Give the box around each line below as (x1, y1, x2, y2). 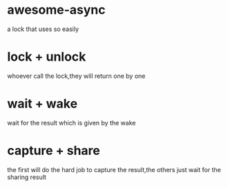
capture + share (7, 143, 100, 158)
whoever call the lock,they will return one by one (7, 72, 146, 80)
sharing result (7, 173, 47, 181)
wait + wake (7, 96, 78, 112)
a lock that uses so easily (7, 25, 79, 33)
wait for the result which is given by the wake (7, 118, 136, 127)
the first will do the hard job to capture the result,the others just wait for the (7, 165, 221, 174)
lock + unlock (7, 49, 86, 65)
